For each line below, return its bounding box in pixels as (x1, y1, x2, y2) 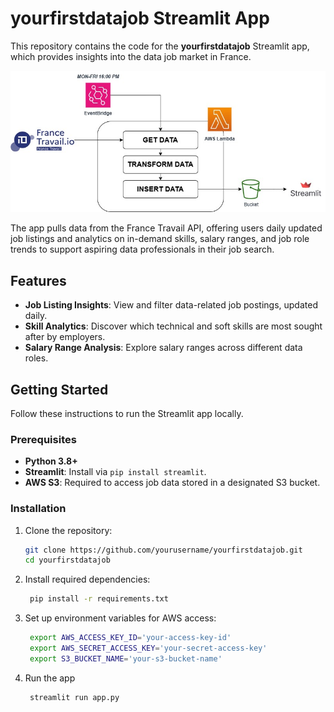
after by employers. (24, 331, 106, 343)
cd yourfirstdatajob (24, 555, 111, 566)
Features (10, 272, 67, 289)
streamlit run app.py (29, 692, 120, 702)
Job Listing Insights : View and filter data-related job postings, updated (24, 299, 318, 311)
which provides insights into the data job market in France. (10, 50, 252, 62)
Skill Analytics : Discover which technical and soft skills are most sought (24, 320, 323, 332)
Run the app (24, 672, 76, 684)
